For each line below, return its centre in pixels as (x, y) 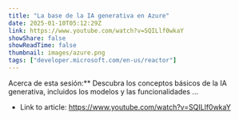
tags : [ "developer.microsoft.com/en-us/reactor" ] (93, 61)
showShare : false (37, 38)
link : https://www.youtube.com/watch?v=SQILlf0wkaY (96, 30)
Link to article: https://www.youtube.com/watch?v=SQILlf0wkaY (125, 107)
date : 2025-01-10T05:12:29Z (55, 23)
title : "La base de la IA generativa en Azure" (89, 16)
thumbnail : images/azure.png (57, 53)
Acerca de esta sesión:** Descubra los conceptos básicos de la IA (118, 83)
